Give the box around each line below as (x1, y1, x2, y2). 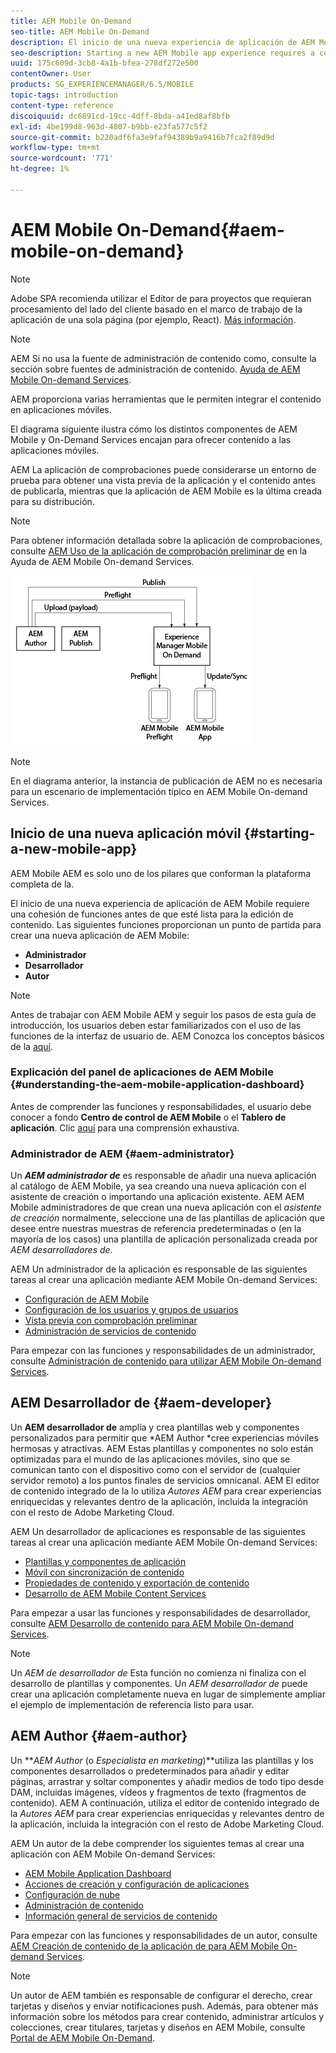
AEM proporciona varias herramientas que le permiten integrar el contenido (10, 393, 322, 405)
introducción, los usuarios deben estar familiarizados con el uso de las (10, 1019, 302, 1031)
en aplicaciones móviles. (10, 403, 112, 415)
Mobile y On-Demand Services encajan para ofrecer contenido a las (10, 433, 292, 445)
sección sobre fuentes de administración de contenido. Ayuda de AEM (10, 363, 301, 375)
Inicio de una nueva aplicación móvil (10, 825, 242, 842)
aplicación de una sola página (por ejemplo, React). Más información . (10, 313, 297, 325)
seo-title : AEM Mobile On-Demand (10, 26, 150, 37)
